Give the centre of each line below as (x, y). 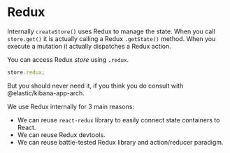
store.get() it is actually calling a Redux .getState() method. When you (112, 38)
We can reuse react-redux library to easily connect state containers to (118, 120)
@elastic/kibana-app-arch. (46, 93)
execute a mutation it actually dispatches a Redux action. (89, 46)
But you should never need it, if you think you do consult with (95, 86)
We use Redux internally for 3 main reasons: (71, 106)
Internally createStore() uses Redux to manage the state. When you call (111, 31)
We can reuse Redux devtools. (62, 135)
